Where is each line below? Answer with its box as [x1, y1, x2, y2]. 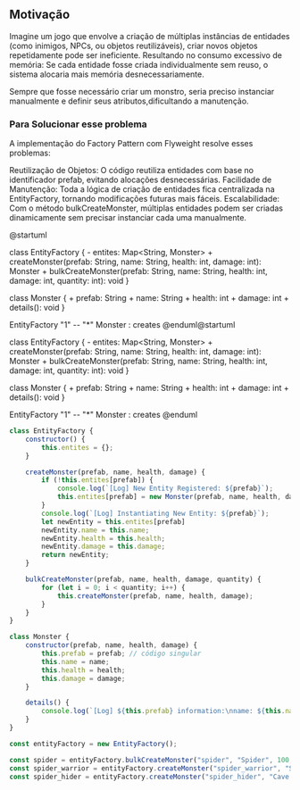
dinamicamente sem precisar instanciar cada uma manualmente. [9, 212, 247, 223]
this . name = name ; [41, 657, 110, 666]
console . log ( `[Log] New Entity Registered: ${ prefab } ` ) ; [56, 484, 274, 494]
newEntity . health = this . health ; [41, 534, 166, 543]
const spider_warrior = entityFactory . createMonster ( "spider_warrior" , [9, 763, 281, 773]
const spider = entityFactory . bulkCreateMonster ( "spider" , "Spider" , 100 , [9, 755, 294, 764]
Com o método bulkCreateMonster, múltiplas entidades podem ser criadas [9, 203, 284, 213]
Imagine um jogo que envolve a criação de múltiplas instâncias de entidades [9, 30, 290, 41]
